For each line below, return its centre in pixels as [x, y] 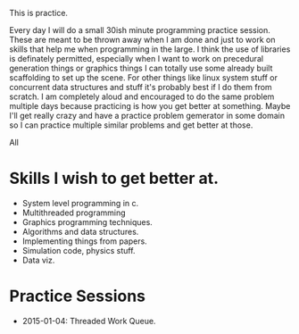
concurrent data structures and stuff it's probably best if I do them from [141, 87]
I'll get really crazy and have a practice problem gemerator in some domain [147, 116]
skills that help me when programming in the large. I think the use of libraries [150, 49]
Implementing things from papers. [84, 241]
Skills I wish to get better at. [114, 179]
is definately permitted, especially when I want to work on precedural [137, 58]
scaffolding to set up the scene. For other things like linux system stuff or [144, 78]
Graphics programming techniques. [87, 221]
